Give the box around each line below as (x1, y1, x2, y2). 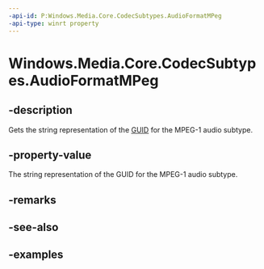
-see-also (8, 221, 59, 234)
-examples (8, 248, 64, 262)
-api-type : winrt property (8, 19, 99, 27)
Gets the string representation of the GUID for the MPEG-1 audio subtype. (8, 124, 253, 134)
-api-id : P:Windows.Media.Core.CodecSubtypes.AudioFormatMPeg (8, 11, 222, 20)
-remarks (8, 193, 57, 207)
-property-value (8, 148, 92, 162)
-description (8, 103, 73, 117)
